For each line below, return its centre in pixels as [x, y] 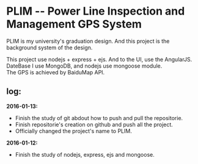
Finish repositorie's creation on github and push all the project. [94, 124]
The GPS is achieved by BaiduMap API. [56, 72]
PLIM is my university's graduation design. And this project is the [88, 41]
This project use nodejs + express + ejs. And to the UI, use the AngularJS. [99, 59]
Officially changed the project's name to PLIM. [74, 131]
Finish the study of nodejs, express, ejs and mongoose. [85, 154]
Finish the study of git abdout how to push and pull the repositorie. [99, 118]
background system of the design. [50, 48]
